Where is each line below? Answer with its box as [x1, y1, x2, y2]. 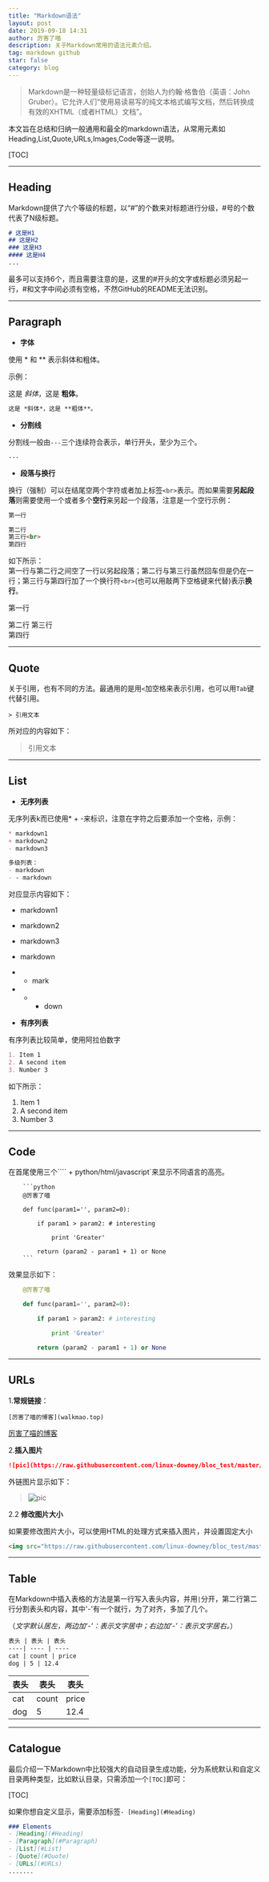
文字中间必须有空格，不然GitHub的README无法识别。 [33, 284, 212, 293]
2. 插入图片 [8, 1445, 43, 1454]
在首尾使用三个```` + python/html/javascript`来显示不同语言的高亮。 [8, 1167, 230, 1177]
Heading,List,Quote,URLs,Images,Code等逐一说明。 [8, 134, 179, 143]
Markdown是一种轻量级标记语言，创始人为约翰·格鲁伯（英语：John [27, 86, 251, 96]
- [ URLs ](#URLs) [8, 1860, 62, 1868]
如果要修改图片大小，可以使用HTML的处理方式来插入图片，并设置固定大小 [8, 1526, 254, 1536]
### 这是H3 [8, 243, 42, 252]
